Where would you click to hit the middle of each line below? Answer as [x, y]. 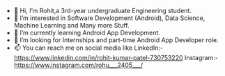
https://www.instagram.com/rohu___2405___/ [78, 65]
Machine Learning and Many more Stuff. [72, 25]
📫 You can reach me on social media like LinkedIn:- [88, 48]
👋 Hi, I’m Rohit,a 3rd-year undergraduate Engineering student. [102, 11]
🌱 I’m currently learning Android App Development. [87, 32]
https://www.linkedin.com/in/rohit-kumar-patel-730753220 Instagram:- [116, 58]
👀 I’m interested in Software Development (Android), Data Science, [109, 18]
